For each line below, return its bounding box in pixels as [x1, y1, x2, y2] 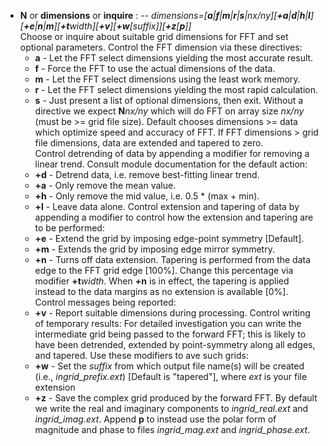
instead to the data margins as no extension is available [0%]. [34, 286, 289, 297]
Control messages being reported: [34, 296, 177, 308]
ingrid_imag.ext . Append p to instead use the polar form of [34, 413, 277, 425]
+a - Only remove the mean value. [34, 180, 177, 191]
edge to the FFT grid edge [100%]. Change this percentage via [34, 265, 294, 276]
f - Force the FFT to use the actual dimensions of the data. [34, 63, 276, 74]
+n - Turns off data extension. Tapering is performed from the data [34, 254, 312, 265]
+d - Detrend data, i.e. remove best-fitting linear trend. [34, 169, 260, 180]
